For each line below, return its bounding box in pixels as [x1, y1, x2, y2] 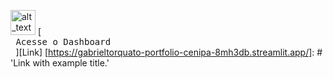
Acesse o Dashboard [15, 36, 112, 47]
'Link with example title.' [10, 57, 110, 69]
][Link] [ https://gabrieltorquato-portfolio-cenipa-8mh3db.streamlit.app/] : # [15, 46, 323, 58]
